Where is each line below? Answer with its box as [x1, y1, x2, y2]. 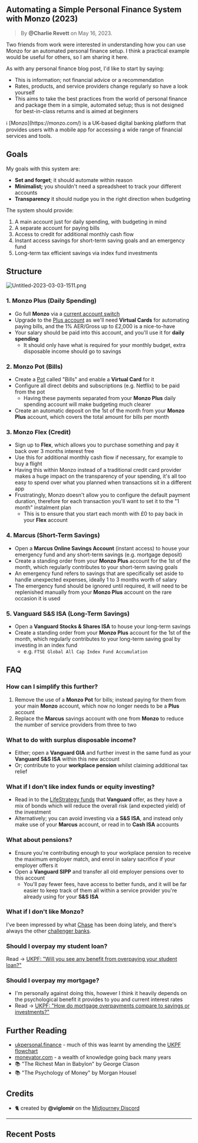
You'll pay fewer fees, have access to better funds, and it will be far [23, 880, 187, 887]
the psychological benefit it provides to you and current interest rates [14, 996, 183, 1003]
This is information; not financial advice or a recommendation [14, 76, 164, 83]
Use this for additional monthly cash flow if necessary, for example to [14, 454, 183, 461]
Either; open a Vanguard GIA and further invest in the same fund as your [14, 749, 192, 756]
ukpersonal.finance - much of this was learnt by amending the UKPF [14, 1041, 181, 1048]
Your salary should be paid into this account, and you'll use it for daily [14, 329, 184, 336]
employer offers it [14, 861, 58, 868]
